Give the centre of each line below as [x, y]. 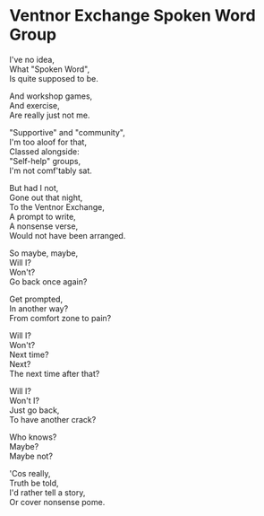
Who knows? [33, 437]
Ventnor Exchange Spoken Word [133, 16]
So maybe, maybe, [44, 253]
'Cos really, [30, 473]
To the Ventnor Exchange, [57, 206]
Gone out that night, [46, 197]
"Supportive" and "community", [67, 132]
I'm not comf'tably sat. [51, 171]
